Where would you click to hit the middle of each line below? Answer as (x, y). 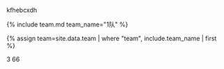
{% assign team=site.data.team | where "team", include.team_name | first (112, 38)
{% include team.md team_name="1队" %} (67, 24)
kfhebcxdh (22, 10)
